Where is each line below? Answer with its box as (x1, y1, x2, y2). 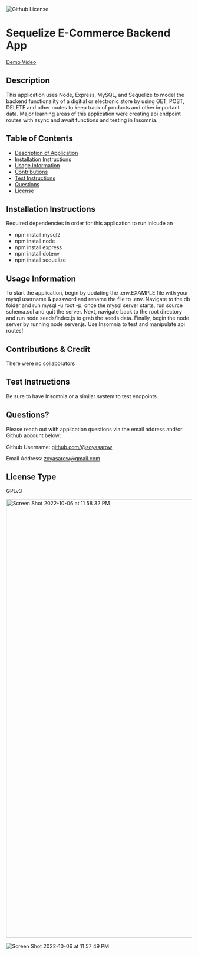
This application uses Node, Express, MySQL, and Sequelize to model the (6, 91, 184, 98)
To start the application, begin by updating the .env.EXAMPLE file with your (6, 289, 189, 296)
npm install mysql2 (14, 231, 61, 238)
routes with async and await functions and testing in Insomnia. (6, 116, 158, 124)
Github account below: (6, 432, 61, 439)
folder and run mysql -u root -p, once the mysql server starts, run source (6, 302, 183, 309)
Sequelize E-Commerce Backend (6, 27, 171, 40)
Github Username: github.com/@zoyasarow (6, 443, 113, 450)
